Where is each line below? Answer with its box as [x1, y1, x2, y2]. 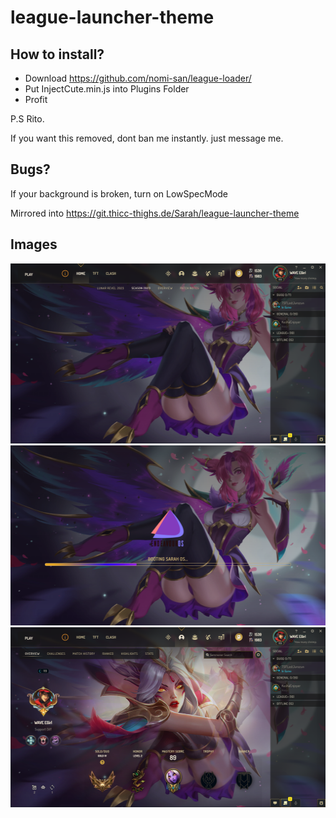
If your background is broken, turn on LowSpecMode [10, 187, 229, 200]
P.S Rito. [10, 113, 45, 125]
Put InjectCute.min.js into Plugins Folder [24, 83, 190, 95]
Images [10, 236, 58, 253]
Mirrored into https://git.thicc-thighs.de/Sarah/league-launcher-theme [10, 207, 300, 219]
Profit [24, 94, 48, 105]
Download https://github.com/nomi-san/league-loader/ [24, 72, 252, 84]
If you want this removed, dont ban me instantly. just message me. [10, 132, 284, 144]
